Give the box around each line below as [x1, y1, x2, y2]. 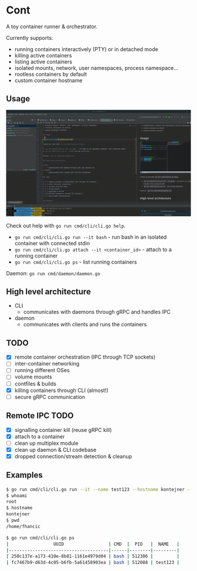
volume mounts [14, 373, 52, 380]
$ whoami [6, 492, 28, 499]
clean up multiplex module [14, 440, 79, 447]
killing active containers [14, 52, 72, 59]
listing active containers [14, 58, 72, 65]
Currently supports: [6, 34, 53, 41]
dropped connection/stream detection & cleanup [14, 452, 133, 459]
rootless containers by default [14, 70, 87, 77]
